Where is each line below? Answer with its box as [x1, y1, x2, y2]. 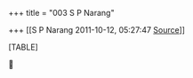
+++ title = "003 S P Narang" [8, 8, 115, 18]
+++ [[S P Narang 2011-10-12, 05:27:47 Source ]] [8, 25, 186, 35]
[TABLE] [8, 42, 39, 52]
